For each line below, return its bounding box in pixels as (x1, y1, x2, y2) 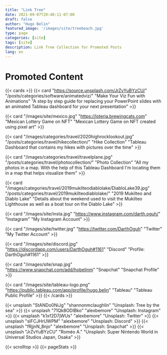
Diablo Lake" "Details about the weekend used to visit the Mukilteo (5, 196, 142, 202)
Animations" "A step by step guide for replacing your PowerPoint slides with (5, 98, 161, 104)
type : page (5, 31, 28, 36)
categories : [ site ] (5, 36, 46, 41)
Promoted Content (5, 71, 83, 82)
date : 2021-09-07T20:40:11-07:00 (5, 12, 75, 17)
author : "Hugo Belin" (5, 21, 50, 27)
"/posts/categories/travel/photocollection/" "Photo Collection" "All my (5, 159, 149, 166)
